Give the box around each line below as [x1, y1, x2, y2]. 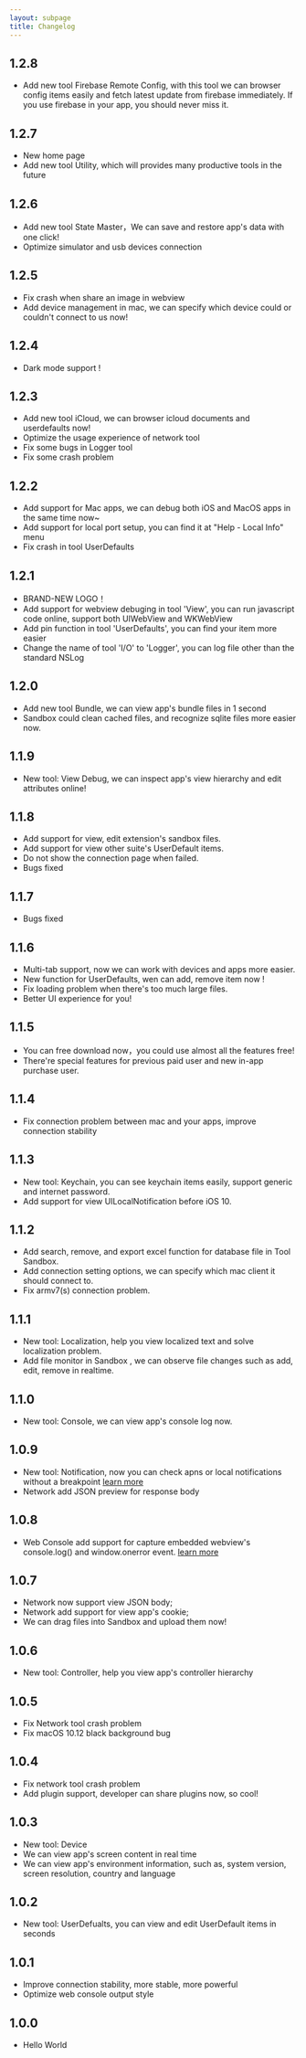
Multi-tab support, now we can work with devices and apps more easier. [22, 964, 296, 975]
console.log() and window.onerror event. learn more [22, 1546, 219, 1557]
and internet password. [22, 1185, 111, 1197]
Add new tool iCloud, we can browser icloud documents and [22, 413, 250, 424]
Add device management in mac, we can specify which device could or [22, 302, 292, 313]
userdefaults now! [22, 422, 91, 434]
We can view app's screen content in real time [22, 1848, 197, 1860]
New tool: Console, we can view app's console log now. [22, 1416, 233, 1427]
